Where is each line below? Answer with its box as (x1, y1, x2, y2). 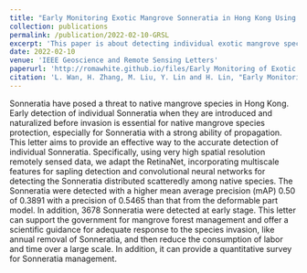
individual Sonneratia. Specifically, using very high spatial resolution (9, 146, 266, 157)
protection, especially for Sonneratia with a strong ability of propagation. (9, 127, 282, 138)
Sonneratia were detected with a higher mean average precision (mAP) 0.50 (9, 184, 296, 196)
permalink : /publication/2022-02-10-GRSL (9, 30, 170, 39)
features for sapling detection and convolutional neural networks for (9, 165, 266, 176)
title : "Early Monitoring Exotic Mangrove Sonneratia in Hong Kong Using (9, 13, 297, 23)
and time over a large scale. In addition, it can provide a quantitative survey (9, 243, 292, 254)
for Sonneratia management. (9, 253, 117, 264)
